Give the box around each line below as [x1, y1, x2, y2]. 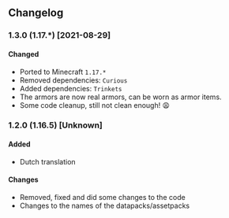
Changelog [8, 6, 64, 20]
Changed [8, 49, 39, 58]
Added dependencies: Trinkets [19, 83, 122, 93]
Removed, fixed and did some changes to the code [19, 192, 186, 201]
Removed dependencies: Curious [19, 75, 128, 85]
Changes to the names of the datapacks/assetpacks [19, 201, 190, 210]
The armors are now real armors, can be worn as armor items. [19, 92, 223, 102]
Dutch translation [19, 157, 77, 166]
